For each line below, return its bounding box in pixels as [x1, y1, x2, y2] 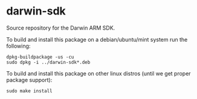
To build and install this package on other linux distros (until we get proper [6, 69, 192, 77]
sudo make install [6, 88, 53, 94]
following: [6, 42, 31, 49]
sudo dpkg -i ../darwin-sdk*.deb [6, 59, 91, 65]
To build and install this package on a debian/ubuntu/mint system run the [6, 36, 188, 43]
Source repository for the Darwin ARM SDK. [6, 24, 115, 31]
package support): [6, 76, 53, 83]
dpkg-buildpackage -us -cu [6, 54, 74, 60]
